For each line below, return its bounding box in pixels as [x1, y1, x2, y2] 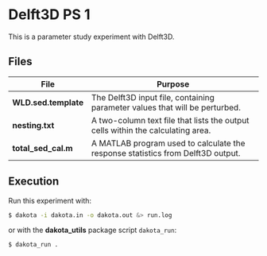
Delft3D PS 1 [8, 6, 91, 24]
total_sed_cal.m [12, 142, 73, 153]
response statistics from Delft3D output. [91, 147, 241, 158]
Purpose [156, 78, 190, 89]
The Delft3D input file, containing [91, 91, 215, 103]
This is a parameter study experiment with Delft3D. [8, 32, 175, 41]
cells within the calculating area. [91, 125, 211, 136]
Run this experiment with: [8, 196, 92, 205]
